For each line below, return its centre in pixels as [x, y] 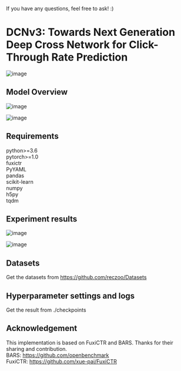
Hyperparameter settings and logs [71, 296]
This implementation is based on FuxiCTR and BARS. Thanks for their [90, 342]
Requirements [32, 136]
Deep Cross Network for [66, 45]
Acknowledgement [42, 328]
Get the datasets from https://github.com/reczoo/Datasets [76, 277]
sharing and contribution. [37, 349]
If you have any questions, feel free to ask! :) [60, 9]
